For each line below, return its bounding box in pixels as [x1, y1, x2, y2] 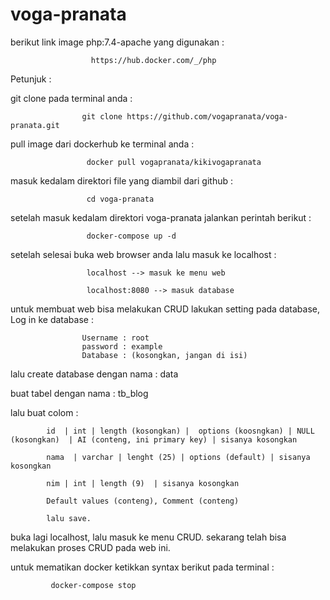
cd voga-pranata [86, 194, 155, 204]
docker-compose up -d [86, 231, 177, 241]
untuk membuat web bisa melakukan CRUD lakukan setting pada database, [10, 303, 320, 315]
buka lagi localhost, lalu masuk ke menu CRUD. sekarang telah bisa [10, 531, 287, 543]
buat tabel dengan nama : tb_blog [10, 387, 149, 399]
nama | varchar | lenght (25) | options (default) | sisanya [46, 452, 311, 462]
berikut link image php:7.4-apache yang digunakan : [10, 36, 225, 48]
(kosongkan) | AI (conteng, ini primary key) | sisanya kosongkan [10, 434, 298, 445]
